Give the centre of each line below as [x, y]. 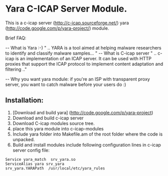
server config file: [31, 150]
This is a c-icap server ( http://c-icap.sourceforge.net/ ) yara [67, 23]
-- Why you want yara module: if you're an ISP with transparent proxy [78, 79]
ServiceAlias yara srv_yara [35, 164]
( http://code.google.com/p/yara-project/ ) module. [57, 28]
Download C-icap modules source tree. [54, 123]
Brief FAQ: [16, 38]
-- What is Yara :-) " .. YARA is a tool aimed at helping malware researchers [83, 48]
